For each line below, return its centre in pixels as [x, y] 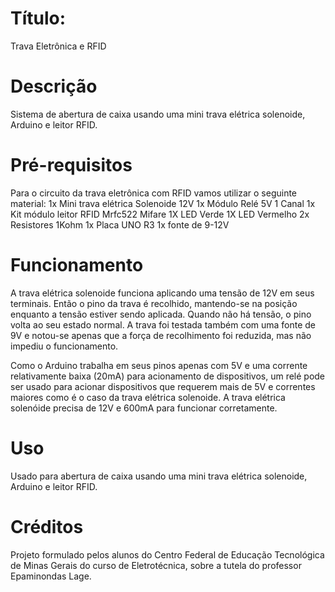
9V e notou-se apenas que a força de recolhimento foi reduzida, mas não [161, 335]
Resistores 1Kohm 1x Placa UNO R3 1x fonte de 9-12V [120, 224]
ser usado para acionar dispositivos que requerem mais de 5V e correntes [163, 386]
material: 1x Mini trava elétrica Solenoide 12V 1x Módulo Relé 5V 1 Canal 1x [163, 203]
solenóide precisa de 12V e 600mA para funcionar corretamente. [144, 408]
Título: [38, 18]
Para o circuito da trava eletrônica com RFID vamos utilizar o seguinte [154, 193]
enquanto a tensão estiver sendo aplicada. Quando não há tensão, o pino [161, 314]
